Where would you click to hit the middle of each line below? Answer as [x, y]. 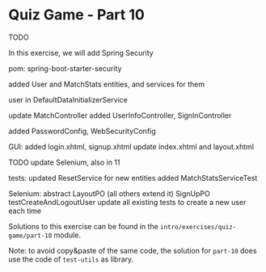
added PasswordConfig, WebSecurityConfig [82, 131]
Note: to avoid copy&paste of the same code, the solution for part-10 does [133, 250]
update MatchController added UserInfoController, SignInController [120, 115]
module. [67, 235]
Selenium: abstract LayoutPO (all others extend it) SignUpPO [109, 193]
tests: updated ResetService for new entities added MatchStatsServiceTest [133, 178]
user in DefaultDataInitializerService [68, 99]
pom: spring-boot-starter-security [65, 68]
